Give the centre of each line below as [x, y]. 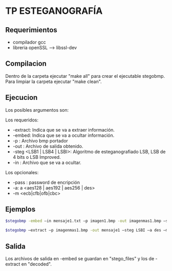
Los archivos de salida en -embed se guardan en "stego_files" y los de [80, 258]
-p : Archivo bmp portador [40, 140]
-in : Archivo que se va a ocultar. [47, 162]
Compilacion [26, 64]
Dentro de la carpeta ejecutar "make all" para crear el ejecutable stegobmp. [85, 76]
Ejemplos [20, 209]
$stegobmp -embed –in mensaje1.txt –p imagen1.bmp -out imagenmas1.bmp [83, 221]
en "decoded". [37, 264]
